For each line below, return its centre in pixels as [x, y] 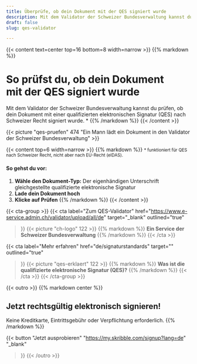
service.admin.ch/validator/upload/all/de [55, 217]
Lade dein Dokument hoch [47, 193]
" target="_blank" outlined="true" [144, 217]
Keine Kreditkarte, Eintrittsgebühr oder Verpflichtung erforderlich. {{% [91, 321]
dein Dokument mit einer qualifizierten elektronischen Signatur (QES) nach [96, 114]
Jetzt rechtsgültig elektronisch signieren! [84, 306]
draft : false [22, 22]
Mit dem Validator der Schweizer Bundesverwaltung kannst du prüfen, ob [95, 108]
